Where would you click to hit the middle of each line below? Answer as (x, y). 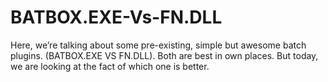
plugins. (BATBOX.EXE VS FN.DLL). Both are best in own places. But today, (164, 55)
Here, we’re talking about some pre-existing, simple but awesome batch (158, 45)
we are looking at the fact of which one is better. (110, 66)
